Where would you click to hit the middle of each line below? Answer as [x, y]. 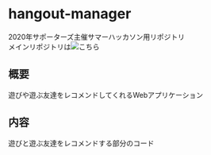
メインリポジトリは [40, 46]
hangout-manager [70, 14]
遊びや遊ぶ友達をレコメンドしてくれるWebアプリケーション [106, 95]
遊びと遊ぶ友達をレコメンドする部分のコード [81, 143]
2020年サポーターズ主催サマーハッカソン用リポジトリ [96, 37]
